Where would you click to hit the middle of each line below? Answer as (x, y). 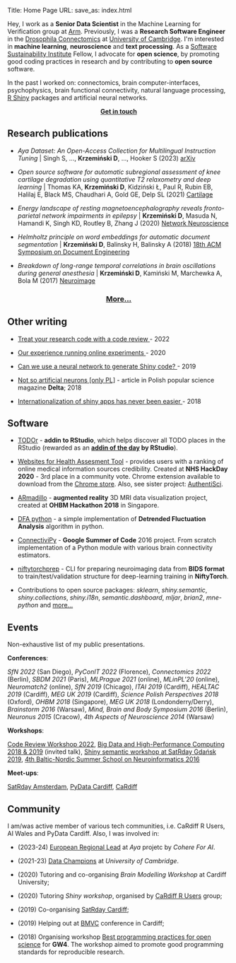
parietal (29, 216)
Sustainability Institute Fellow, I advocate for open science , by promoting (114, 54)
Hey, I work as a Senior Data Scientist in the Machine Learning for (104, 24)
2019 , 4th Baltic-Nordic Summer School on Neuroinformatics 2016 (104, 759)
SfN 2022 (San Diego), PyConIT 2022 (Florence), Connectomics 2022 (109, 672)
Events (23, 628)
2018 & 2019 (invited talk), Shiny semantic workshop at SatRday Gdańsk (112, 752)
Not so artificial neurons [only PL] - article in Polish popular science (116, 380)
